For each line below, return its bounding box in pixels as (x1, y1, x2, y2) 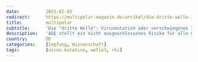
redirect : (6, 14, 31, 20)
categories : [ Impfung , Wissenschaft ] (6, 42, 107, 48)
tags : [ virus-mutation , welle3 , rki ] (6, 47, 123, 53)
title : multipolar (6, 19, 72, 25)
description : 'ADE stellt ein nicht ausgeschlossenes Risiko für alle (6, 31, 189, 37)
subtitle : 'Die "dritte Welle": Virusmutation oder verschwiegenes (6, 25, 189, 31)
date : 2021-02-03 (6, 8, 72, 15)
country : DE (6, 36, 51, 42)
